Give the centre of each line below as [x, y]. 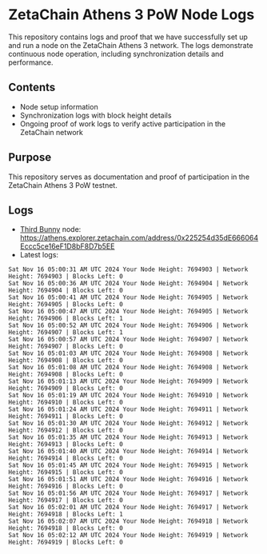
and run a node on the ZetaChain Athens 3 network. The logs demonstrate [131, 45]
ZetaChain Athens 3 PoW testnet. [63, 185]
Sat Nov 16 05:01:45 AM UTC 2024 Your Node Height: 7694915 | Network [128, 465]
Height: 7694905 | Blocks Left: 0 [66, 305]
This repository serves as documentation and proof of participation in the [129, 177]
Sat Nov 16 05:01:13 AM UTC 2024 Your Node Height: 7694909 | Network [128, 381]
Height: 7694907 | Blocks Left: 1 [66, 333]
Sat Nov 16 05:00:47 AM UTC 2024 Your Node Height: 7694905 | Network [128, 312]
